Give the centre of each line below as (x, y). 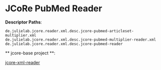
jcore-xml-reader (23, 62)
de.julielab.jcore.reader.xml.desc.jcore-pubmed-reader (64, 44)
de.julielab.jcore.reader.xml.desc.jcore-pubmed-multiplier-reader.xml (80, 40)
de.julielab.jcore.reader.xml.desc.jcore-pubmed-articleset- (70, 31)
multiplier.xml (21, 35)
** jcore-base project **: (30, 53)
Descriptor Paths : (24, 22)
